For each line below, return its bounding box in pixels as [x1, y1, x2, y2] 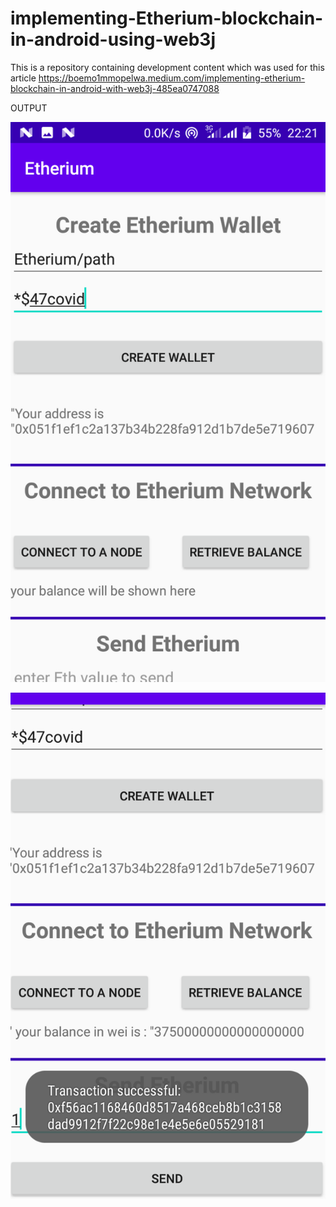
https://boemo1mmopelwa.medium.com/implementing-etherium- [38, 72, 306, 84]
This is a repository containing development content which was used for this [10, 61, 325, 73]
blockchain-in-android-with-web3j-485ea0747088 [10, 82, 220, 94]
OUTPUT [10, 102, 48, 114]
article [10, 72, 37, 84]
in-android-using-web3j [10, 28, 217, 51]
